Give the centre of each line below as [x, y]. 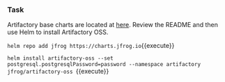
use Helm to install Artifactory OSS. [58, 32]
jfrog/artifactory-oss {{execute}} [58, 72]
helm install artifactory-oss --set [60, 58]
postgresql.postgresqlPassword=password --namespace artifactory [104, 65]
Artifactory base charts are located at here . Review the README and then [113, 25]
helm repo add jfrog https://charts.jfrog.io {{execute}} [91, 46]
